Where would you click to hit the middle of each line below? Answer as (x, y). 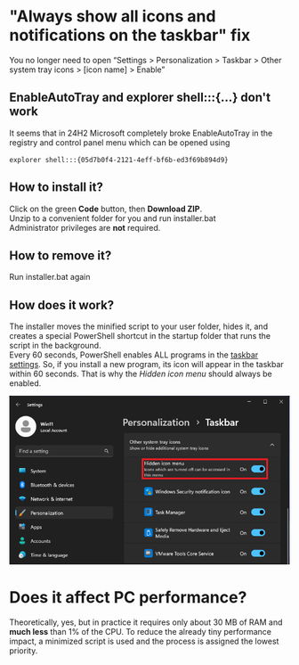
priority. (24, 651)
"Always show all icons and (113, 16)
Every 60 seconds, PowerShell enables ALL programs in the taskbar (134, 355)
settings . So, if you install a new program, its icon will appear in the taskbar (147, 365)
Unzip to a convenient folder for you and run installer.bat (113, 218)
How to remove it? (61, 255)
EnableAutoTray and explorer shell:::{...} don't (140, 98)
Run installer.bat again (50, 277)
